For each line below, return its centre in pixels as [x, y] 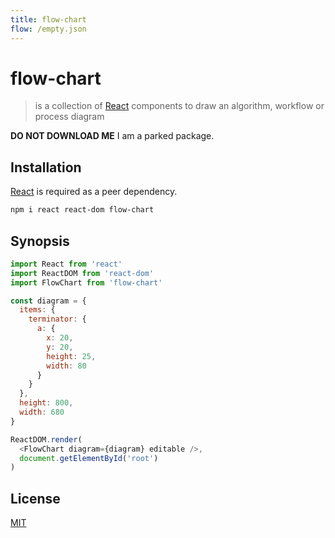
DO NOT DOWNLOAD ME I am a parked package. [112, 136]
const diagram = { [48, 301]
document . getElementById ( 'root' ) [89, 458]
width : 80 [66, 366]
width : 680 [42, 412]
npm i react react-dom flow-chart [82, 210]
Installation [46, 167]
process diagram [69, 117]
